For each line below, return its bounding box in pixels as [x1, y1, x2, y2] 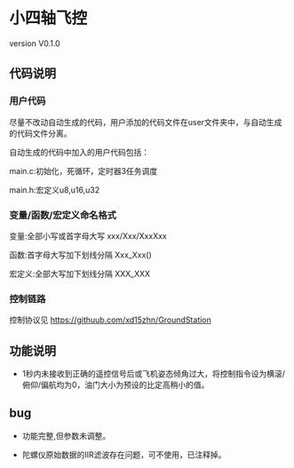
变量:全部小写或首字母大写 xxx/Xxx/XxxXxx [9, 230, 167, 241]
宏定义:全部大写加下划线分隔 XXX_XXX [9, 268, 151, 279]
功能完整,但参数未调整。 [21, 430, 111, 440]
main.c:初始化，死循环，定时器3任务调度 [9, 165, 158, 176]
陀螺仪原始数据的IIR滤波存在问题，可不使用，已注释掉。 [21, 449, 226, 460]
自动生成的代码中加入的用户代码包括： [9, 147, 149, 157]
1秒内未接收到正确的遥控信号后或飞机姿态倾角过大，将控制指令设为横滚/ [21, 369, 286, 379]
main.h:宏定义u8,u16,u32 [9, 184, 100, 195]
